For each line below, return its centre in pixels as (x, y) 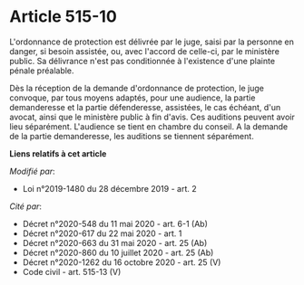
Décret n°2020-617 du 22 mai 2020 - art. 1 (102, 233)
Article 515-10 (64, 17)
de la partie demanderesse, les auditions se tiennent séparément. (132, 136)
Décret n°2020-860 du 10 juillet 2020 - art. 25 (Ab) (118, 252)
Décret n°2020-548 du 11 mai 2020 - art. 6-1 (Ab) (115, 223)
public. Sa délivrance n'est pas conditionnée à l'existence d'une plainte (142, 61)
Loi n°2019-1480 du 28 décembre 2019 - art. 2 (109, 188)
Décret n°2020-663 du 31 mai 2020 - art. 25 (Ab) (115, 242)
